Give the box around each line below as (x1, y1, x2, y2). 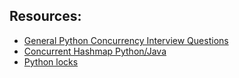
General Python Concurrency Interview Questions (23, 34, 229, 46)
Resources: (9, 8, 82, 25)
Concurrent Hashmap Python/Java (23, 45, 167, 57)
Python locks (23, 55, 79, 68)
